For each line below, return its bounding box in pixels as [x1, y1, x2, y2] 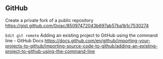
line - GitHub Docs [5, 37, 44, 43]
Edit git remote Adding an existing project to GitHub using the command [5, 32, 158, 38]
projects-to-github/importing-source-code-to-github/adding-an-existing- [5, 42, 158, 49]
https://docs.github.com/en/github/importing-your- [44, 37, 151, 43]
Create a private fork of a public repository [5, 17, 94, 23]
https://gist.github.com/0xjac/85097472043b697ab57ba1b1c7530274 [5, 22, 149, 28]
